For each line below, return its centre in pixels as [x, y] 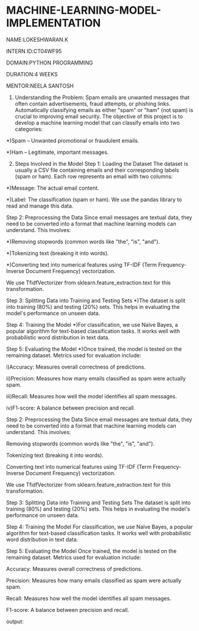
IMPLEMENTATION [54, 23]
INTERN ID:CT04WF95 [34, 51]
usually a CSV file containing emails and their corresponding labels [97, 170]
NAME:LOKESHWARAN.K [37, 39]
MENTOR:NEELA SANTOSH [40, 86]
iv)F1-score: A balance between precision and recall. [71, 408]
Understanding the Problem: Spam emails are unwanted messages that [102, 97]
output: [15, 621]
